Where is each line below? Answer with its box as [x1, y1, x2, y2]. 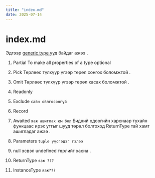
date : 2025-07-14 [6, 12, 42, 17]
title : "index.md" [6, 7, 44, 12]
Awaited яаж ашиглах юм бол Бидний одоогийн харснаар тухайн [13, 118, 147, 124]
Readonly [13, 88, 33, 95]
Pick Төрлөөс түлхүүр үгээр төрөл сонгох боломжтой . [13, 69, 131, 75]
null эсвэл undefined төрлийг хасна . [13, 148, 91, 154]
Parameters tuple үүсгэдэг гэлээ [13, 138, 83, 144]
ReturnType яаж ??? [13, 157, 54, 163]
